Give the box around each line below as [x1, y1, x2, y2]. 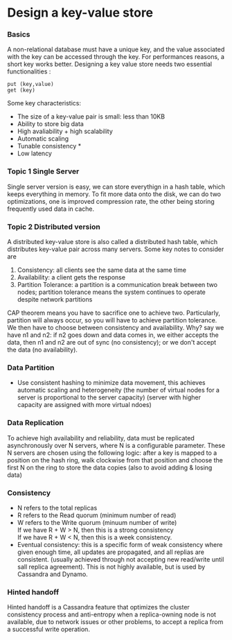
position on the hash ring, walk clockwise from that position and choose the [7, 456, 223, 464]
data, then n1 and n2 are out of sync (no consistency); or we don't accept [7, 338, 217, 347]
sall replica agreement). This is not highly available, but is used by [17, 562, 206, 571]
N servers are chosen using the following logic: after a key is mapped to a [7, 449, 217, 457]
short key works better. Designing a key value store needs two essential [7, 60, 213, 69]
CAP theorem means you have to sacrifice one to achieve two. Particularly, [7, 309, 220, 317]
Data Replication [7, 418, 64, 428]
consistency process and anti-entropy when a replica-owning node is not [7, 610, 217, 619]
